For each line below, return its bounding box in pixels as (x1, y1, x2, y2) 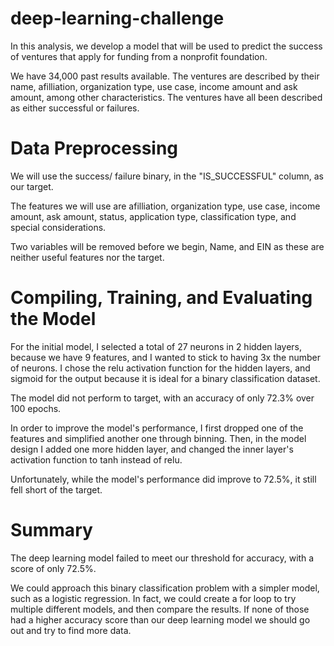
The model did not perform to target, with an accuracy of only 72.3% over (10, 392, 315, 404)
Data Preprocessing (10, 137, 179, 160)
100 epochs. (10, 402, 62, 414)
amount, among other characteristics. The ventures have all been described (10, 91, 323, 103)
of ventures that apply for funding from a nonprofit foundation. (10, 50, 268, 62)
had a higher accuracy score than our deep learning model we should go (10, 613, 311, 626)
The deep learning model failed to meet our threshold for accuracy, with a (10, 552, 315, 564)
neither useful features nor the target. (10, 251, 165, 263)
